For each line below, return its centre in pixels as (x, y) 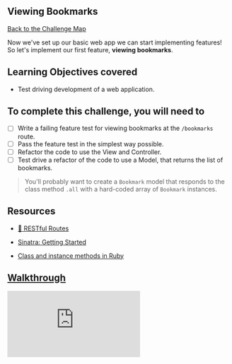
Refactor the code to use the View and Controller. (89, 152)
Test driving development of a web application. (86, 89)
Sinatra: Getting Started (52, 242)
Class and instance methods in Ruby (71, 256)
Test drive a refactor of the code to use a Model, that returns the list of (120, 160)
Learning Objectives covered (72, 72)
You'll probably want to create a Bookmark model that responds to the (124, 181)
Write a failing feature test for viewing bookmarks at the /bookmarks (115, 128)
